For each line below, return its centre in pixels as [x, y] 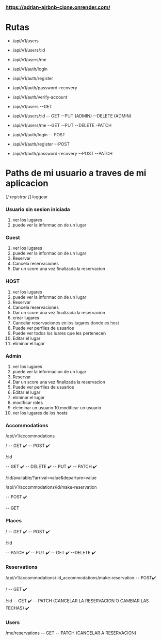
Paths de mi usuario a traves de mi [76, 173]
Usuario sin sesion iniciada [38, 209]
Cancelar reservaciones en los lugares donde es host [66, 323]
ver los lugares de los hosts [40, 413]
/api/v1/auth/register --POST [41, 144]
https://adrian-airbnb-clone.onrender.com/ [58, 7]
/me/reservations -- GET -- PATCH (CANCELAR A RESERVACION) [71, 633]
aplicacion [27, 184]
